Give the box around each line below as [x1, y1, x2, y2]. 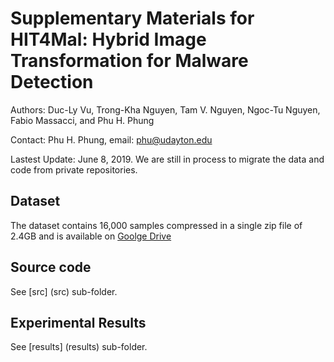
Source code [10, 259, 92, 276]
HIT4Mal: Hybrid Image [10, 28, 207, 51]
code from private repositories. [10, 163, 138, 176]
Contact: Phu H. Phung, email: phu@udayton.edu [10, 133, 213, 146]
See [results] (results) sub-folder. [10, 341, 148, 353]
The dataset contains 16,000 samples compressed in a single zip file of [10, 219, 303, 231]
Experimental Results [10, 314, 147, 331]
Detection [10, 71, 94, 94]
